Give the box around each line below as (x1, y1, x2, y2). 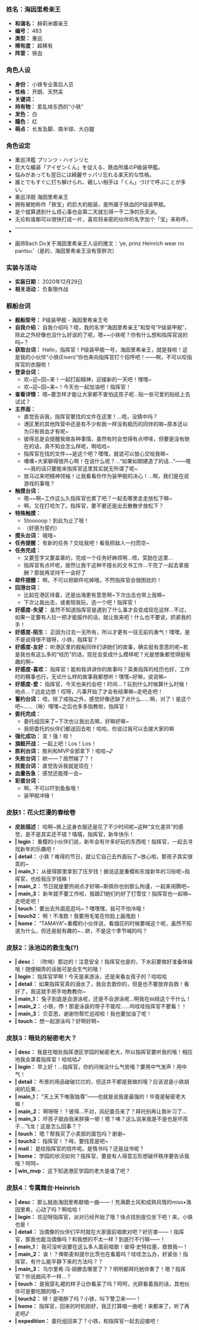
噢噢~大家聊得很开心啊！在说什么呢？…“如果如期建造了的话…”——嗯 (23, 458, 191, 465)
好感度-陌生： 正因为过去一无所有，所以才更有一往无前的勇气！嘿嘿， (14, 628, 185, 636)
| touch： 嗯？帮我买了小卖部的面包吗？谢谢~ (14, 1130, 126, 1137)
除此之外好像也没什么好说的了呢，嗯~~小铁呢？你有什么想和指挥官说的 (14, 331, 188, 338)
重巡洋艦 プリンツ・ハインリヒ (14, 156, 89, 163)
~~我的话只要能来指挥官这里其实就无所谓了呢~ (23, 465, 138, 472)
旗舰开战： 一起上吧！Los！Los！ (14, 740, 97, 747)
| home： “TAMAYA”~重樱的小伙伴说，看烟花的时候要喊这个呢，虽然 (14, 920, 182, 927)
